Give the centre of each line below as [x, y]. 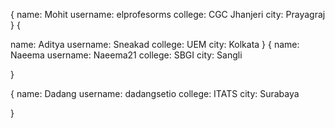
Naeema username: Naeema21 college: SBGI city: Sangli [126, 55]
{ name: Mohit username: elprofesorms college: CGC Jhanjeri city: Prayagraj [168, 14]
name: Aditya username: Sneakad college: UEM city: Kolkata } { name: [155, 44]
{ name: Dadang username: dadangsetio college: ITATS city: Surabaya [155, 93]
